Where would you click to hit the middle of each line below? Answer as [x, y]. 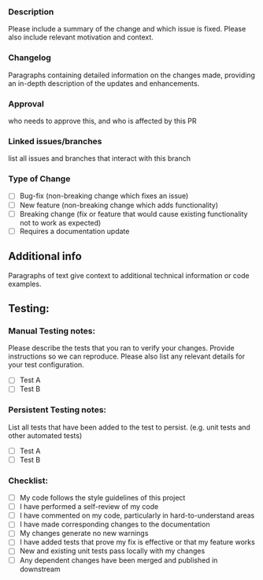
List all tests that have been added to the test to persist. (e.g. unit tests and [129, 427]
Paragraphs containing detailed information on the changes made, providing [132, 75]
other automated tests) [45, 435]
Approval [26, 103]
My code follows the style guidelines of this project [102, 498]
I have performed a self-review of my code [89, 507]
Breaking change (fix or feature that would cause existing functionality [133, 214]
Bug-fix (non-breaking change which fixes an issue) [104, 196]
